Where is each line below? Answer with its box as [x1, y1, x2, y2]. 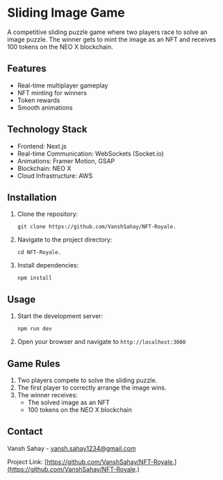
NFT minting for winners [17, 88, 87, 97]
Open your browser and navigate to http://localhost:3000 [17, 338, 186, 346]
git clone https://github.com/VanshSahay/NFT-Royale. [17, 224, 176, 231]
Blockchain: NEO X [17, 164, 72, 172]
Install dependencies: [17, 261, 79, 270]
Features [7, 63, 47, 74]
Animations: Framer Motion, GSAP [17, 156, 115, 165]
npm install [17, 274, 52, 282]
